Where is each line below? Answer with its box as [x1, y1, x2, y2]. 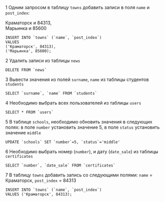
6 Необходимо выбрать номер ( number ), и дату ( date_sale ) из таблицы [5, 149, 159, 154]
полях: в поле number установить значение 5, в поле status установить [5, 124, 160, 130]
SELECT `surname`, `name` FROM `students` [5, 91, 97, 96]
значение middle [5, 130, 41, 135]
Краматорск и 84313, [5, 20, 52, 26]
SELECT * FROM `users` [5, 110, 54, 115]
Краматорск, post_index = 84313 [5, 177, 76, 184]
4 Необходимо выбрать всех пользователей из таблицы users [5, 100, 141, 106]
